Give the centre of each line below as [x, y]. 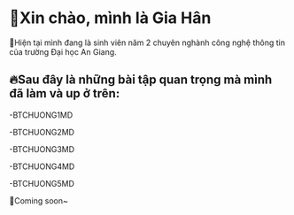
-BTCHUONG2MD [42, 132]
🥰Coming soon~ [39, 200]
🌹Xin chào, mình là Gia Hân [110, 18]
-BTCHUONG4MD [42, 166]
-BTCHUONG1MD [41, 115]
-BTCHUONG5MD [42, 183]
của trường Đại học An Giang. [63, 51]
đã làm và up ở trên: [65, 93]
